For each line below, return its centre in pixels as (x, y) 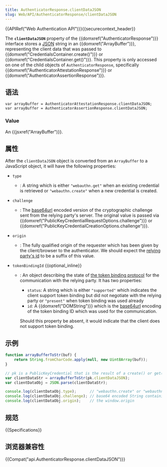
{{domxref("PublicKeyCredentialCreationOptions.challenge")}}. (84, 226)
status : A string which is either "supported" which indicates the (92, 290)
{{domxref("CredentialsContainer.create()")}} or (54, 54)
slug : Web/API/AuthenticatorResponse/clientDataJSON (61, 14)
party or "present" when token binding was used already (85, 301)
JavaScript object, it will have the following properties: (61, 166)
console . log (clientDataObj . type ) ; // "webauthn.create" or (73, 392)
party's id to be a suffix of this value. (57, 256)
